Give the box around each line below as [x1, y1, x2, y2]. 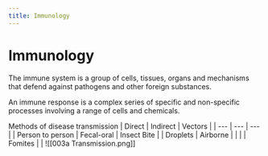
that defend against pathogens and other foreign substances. [8, 81, 212, 91]
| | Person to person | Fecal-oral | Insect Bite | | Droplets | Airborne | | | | [8, 129, 247, 139]
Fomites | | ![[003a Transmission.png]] [8, 138, 136, 148]
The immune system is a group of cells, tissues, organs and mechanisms [8, 73, 249, 83]
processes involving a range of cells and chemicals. [8, 105, 180, 115]
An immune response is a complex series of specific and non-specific [8, 97, 240, 107]
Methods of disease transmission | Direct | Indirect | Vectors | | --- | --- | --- [8, 121, 260, 131]
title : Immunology [8, 11, 70, 20]
